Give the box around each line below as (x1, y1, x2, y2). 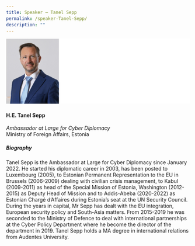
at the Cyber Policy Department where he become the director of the (6, 221, 172, 228)
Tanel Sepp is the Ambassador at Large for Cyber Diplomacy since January (6, 159, 187, 166)
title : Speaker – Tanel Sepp (6, 9, 77, 15)
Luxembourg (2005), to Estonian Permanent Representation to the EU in (6, 171, 179, 178)
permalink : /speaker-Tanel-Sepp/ (6, 15, 88, 22)
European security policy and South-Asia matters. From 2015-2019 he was (6, 209, 185, 216)
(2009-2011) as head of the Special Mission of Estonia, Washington (6, 184, 168, 191)
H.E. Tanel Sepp (6, 112, 46, 119)
